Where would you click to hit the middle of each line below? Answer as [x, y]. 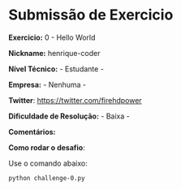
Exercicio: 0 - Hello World [52, 37]
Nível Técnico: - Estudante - [56, 69]
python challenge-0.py [47, 178]
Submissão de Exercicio [91, 15]
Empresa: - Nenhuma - [47, 84]
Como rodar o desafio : [47, 147]
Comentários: [32, 132]
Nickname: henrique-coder [54, 53]
